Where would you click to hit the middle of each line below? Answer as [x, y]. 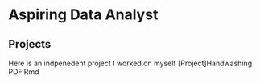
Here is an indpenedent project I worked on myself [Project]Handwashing [130, 63]
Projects [30, 44]
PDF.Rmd [24, 72]
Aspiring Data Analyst [83, 15]
